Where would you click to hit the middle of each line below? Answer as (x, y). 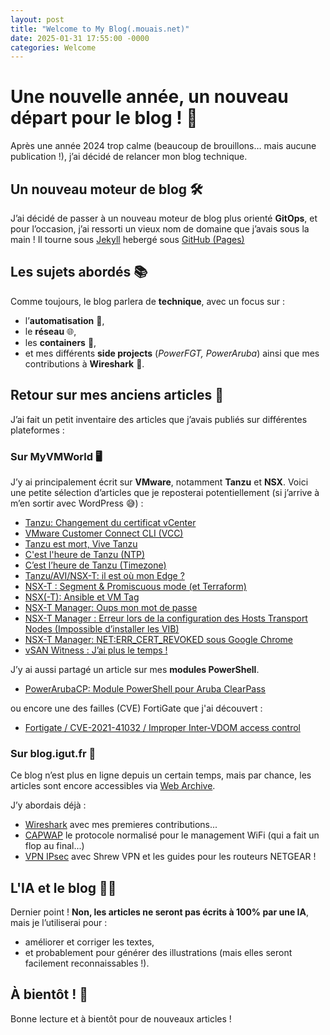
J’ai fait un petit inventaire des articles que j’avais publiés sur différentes (159, 419)
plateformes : (37, 430)
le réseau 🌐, (50, 331)
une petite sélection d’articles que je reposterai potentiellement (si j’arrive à (165, 492)
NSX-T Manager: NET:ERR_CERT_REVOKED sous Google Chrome (159, 639)
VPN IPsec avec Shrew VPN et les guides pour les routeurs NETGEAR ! (170, 857)
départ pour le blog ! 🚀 (104, 118)
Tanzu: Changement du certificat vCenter (110, 522)
